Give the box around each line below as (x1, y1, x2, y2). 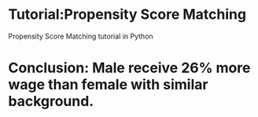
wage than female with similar (8, 76, 208, 93)
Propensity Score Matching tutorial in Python (8, 31, 153, 41)
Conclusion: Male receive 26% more (8, 59, 251, 77)
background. (8, 93, 94, 111)
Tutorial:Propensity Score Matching (8, 5, 246, 24)
